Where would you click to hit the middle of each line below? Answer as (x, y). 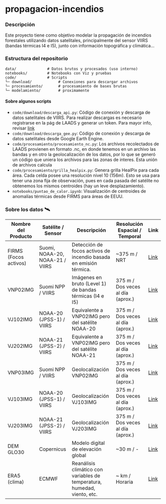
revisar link (23, 128)
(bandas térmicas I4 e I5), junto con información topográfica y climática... (80, 46)
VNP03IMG (21, 373)
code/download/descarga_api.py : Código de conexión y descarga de (81, 112)
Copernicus (53, 449)
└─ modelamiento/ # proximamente (47, 90)
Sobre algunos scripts (28, 101)
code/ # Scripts (36, 78)
